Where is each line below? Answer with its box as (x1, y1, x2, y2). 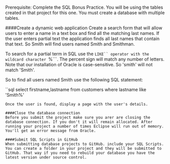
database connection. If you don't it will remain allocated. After (5, 119, 153, 125)
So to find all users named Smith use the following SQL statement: (5, 77, 143, 83)
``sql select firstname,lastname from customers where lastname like (5, 87, 147, 93)
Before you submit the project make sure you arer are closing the (5, 115, 151, 120)
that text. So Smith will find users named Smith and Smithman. (5, 41, 135, 47)
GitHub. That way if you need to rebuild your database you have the (5, 150, 155, 155)
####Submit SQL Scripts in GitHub (5, 137, 78, 142)
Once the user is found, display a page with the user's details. (5, 102, 148, 107)
